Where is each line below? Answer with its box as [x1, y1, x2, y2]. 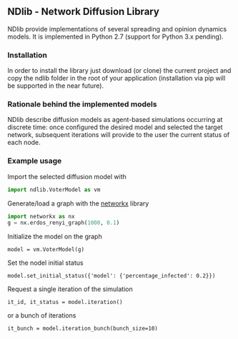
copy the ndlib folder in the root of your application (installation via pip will [7, 74, 226, 83]
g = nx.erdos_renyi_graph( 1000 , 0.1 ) [7, 219, 120, 227]
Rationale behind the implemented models [7, 99, 157, 109]
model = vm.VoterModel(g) [7, 246, 84, 253]
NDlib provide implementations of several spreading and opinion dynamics [7, 24, 227, 33]
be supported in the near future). [7, 81, 104, 90]
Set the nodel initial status [7, 258, 84, 267]
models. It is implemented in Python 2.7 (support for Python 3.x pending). [7, 32, 224, 41]
